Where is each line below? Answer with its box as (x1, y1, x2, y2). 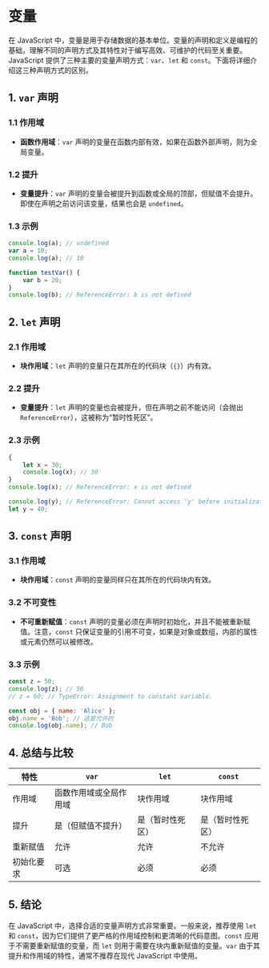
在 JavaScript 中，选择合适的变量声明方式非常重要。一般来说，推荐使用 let (8, 921, 257, 930)
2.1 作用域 (8, 341, 46, 353)
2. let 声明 (8, 315, 61, 329)
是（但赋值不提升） (54, 821, 127, 832)
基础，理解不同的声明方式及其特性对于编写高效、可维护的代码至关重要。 (8, 45, 247, 54)
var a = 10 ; (8, 247, 48, 255)
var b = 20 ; (22, 276, 62, 284)
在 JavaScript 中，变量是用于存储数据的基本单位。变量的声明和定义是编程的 (8, 35, 259, 45)
